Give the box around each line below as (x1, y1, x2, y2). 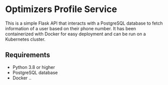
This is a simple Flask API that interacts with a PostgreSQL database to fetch (5, 20, 163, 26)
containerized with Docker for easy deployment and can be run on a (5, 31, 146, 37)
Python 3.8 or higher (12, 64, 55, 70)
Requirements (5, 51, 50, 59)
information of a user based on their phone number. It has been (5, 25, 136, 31)
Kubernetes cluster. (5, 36, 46, 42)
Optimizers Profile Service (5, 4, 117, 15)
